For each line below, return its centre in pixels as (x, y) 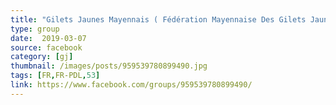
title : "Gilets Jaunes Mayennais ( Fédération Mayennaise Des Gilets (158, 19)
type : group (35, 29)
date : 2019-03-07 (48, 38)
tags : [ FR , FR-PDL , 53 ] (55, 76)
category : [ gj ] (42, 57)
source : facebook (46, 47)
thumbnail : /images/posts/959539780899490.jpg (109, 66)
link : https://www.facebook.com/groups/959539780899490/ (131, 85)
